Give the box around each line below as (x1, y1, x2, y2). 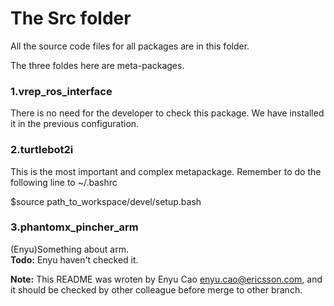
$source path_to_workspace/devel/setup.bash (10, 195, 202, 207)
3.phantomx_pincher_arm (10, 220, 139, 234)
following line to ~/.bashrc (10, 176, 118, 188)
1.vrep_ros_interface (10, 84, 113, 98)
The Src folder (10, 7, 132, 30)
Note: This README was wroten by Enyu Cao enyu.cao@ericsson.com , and (10, 273, 323, 285)
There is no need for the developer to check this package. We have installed (10, 107, 325, 119)
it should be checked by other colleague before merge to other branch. (10, 283, 303, 296)
